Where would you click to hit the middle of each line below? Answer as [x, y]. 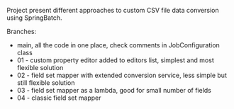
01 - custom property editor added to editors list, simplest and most [115, 60]
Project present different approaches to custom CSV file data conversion [113, 10]
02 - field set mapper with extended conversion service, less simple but [122, 75]
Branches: [22, 31]
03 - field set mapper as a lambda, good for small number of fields [114, 90]
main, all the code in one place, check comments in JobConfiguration [118, 45]
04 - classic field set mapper [59, 98]
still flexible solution [46, 83]
